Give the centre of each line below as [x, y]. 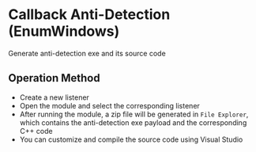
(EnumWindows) [64, 31]
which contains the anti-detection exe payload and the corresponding [133, 122]
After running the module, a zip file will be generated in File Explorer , [134, 114]
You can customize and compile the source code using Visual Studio [131, 139]
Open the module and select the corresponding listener [109, 105]
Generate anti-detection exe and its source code [87, 53]
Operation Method [54, 78]
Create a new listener [54, 97]
